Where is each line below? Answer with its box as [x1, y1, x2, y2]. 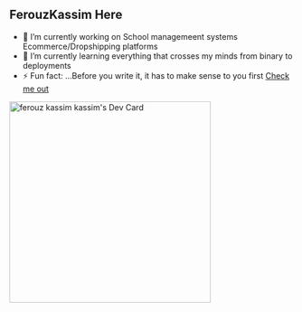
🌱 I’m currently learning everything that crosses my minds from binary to [22, 50, 293, 61]
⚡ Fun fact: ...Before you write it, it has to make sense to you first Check [22, 70, 290, 80]
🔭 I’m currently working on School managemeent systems [22, 31, 238, 42]
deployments [22, 60, 72, 71]
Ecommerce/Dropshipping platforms [22, 41, 158, 52]
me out [22, 83, 50, 94]
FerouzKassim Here [9, 7, 123, 23]
